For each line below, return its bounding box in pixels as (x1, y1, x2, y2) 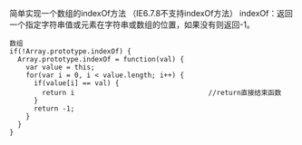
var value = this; (25, 63, 95, 72)
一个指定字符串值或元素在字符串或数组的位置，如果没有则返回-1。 (9, 19, 256, 30)
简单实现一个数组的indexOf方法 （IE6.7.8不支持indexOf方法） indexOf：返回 (9, 8, 293, 18)
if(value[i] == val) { (33, 79, 120, 88)
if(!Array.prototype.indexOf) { (9, 47, 132, 56)
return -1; (33, 104, 75, 113)
